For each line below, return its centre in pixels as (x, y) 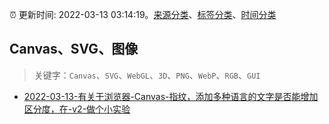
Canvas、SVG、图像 (74, 49)
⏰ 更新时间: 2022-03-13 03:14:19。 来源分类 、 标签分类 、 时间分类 (143, 14)
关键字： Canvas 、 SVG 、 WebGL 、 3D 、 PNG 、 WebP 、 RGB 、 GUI (147, 75)
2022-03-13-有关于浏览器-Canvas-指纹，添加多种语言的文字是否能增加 (171, 96)
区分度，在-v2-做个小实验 (77, 109)
